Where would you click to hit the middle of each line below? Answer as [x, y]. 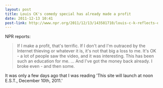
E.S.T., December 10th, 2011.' [34, 81]
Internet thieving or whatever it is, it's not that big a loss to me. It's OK [87, 51]
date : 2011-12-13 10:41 [29, 18]
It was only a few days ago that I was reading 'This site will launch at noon [79, 75]
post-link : [16, 23]
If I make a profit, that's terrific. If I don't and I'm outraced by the [81, 46]
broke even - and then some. [46, 66]
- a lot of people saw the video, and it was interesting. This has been [85, 56]
